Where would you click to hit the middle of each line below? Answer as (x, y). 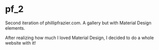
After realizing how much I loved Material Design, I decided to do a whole (79, 38)
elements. (15, 28)
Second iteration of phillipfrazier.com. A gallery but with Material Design (78, 23)
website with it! (20, 43)
